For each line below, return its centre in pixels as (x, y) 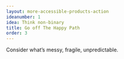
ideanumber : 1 (24, 17)
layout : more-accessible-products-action (58, 11)
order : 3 (17, 33)
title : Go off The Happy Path (43, 28)
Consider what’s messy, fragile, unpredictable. (62, 50)
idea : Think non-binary (35, 22)
